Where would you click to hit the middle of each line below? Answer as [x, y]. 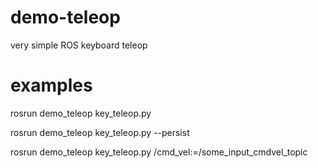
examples [51, 85]
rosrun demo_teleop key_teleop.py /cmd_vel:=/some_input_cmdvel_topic [159, 152]
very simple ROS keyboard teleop [79, 45]
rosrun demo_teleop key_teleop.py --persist [100, 132]
